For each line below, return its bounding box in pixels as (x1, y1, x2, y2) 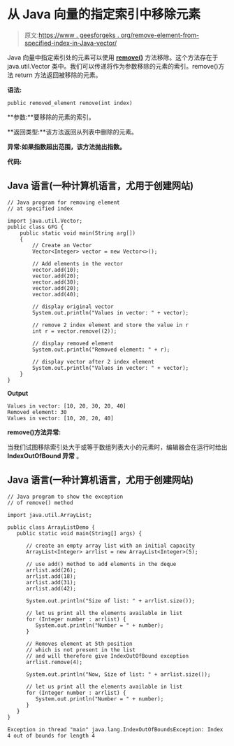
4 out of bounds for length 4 (7, 732, 96, 739)
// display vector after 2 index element (32, 358, 155, 365)
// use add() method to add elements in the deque (25, 560, 177, 567)
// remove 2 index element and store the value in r (32, 322, 189, 329)
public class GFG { (7, 223, 64, 230)
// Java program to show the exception (7, 493, 124, 500)
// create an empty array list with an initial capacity (25, 542, 196, 549)
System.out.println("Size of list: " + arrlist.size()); (25, 597, 196, 605)
